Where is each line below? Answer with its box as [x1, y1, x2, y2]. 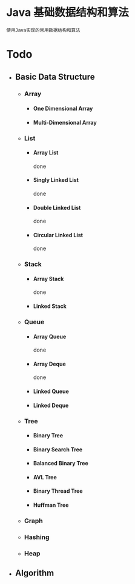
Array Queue [33, 333, 67, 340]
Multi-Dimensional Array [33, 119, 97, 126]
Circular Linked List [33, 231, 84, 238]
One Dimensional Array [33, 105, 93, 113]
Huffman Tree [33, 501, 69, 509]
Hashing [24, 533, 50, 541]
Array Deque [33, 360, 67, 367]
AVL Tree [33, 473, 58, 481]
